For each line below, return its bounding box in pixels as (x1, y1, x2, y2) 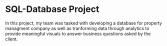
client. (5, 36, 18, 42)
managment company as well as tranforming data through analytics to (5, 25, 149, 31)
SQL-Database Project (5, 3, 99, 15)
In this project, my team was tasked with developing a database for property (5, 20, 162, 26)
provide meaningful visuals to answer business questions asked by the (5, 30, 151, 36)
